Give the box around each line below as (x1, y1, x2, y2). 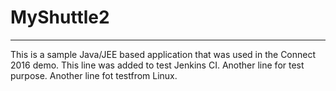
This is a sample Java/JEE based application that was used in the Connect (10, 48, 317, 60)
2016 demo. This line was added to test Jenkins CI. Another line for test (10, 59, 305, 71)
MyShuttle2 (10, 6, 110, 29)
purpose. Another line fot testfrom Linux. (10, 69, 178, 81)
